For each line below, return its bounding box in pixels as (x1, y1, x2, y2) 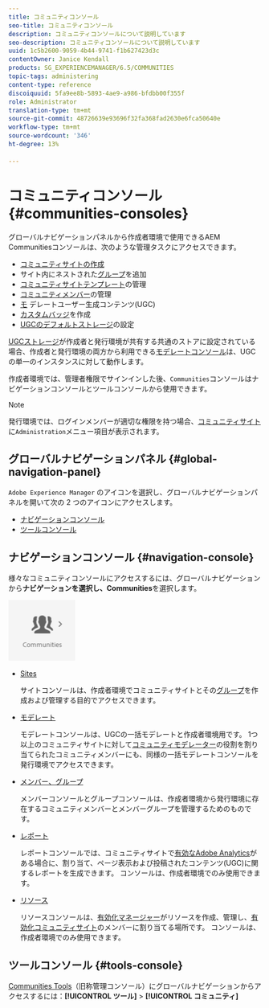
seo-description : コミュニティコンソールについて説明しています (8, 39, 201, 47)
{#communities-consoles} (8, 204, 189, 223)
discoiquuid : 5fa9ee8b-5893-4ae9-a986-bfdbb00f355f (8, 89, 185, 97)
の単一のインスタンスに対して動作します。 (8, 356, 149, 366)
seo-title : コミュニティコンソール (8, 21, 114, 30)
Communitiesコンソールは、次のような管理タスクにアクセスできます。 (8, 242, 241, 252)
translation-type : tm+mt (8, 106, 92, 114)
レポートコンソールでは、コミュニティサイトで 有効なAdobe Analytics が (19, 848, 257, 858)
